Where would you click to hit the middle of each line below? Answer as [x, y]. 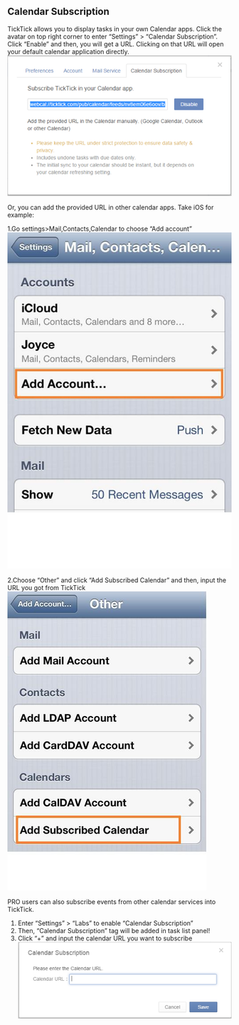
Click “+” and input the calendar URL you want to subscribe [105, 938]
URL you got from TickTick [47, 587]
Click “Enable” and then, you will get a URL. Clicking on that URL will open [116, 44]
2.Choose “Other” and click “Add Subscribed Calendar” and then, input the [117, 580]
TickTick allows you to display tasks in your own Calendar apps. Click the [115, 28]
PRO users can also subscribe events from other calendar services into [112, 902]
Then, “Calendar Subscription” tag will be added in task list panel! [114, 930]
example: [21, 215]
